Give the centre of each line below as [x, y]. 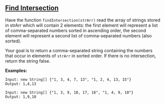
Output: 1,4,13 [21, 84]
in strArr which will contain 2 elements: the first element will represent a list [82, 25]
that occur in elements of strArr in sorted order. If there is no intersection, [81, 56]
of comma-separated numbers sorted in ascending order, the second [76, 30]
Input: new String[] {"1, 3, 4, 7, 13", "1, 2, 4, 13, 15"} [68, 79]
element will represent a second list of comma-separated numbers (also [79, 35]
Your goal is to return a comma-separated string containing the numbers [79, 50]
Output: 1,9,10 [21, 97]
